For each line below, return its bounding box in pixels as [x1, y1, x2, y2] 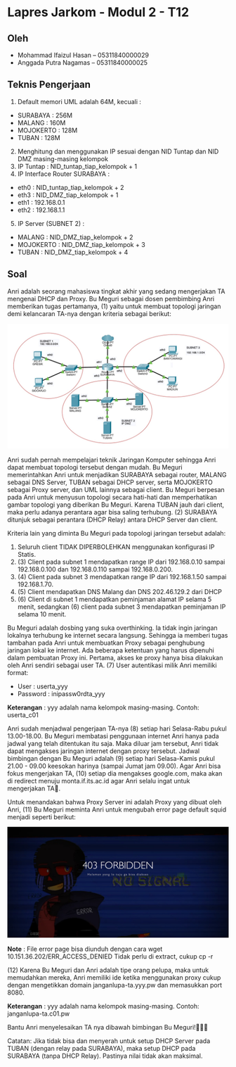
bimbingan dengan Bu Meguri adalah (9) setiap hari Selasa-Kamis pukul [7, 755, 216, 763]
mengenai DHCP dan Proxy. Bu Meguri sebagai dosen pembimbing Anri [7, 294, 215, 303]
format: [7, 669, 29, 677]
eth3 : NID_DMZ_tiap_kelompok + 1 [17, 191, 119, 199]
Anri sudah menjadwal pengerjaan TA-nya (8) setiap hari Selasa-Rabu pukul [7, 724, 227, 733]
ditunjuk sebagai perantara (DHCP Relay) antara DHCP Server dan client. [7, 515, 218, 524]
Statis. [17, 550, 37, 559]
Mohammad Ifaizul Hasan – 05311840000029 [17, 51, 150, 59]
